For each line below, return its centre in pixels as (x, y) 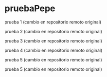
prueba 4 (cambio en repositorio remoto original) (53, 50)
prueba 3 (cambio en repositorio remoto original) (53, 41)
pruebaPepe (30, 9)
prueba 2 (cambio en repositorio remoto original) (53, 31)
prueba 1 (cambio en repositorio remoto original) (53, 22)
